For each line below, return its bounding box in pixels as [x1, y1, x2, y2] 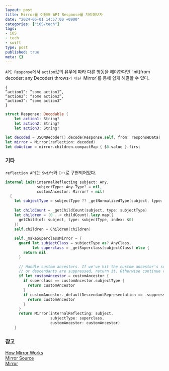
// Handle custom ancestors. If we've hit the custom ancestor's [18, 264, 158, 269]
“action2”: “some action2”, [5, 94, 64, 99]
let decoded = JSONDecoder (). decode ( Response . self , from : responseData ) [5, 135, 161, 140]
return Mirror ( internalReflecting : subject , [18, 311, 114, 316]
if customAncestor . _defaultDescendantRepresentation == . [23, 292, 147, 297]
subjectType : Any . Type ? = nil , [37, 184, 102, 189]
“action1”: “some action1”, [5, 89, 64, 95]
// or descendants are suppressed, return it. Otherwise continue [18, 269, 161, 274]
